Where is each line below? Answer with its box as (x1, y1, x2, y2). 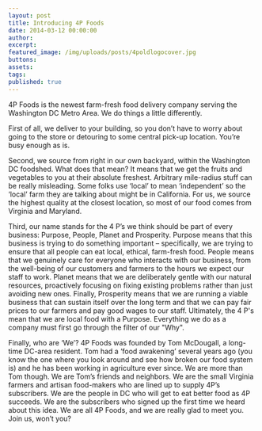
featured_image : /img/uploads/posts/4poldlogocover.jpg (8, 48, 196, 56)
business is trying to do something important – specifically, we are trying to (8, 238, 253, 248)
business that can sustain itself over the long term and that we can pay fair (8, 297, 252, 307)
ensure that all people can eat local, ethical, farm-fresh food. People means (8, 246, 255, 256)
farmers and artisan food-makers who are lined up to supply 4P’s (8, 380, 220, 389)
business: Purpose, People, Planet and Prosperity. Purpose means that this (8, 230, 253, 239)
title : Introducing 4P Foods (8, 19, 104, 27)
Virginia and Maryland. (8, 206, 82, 215)
